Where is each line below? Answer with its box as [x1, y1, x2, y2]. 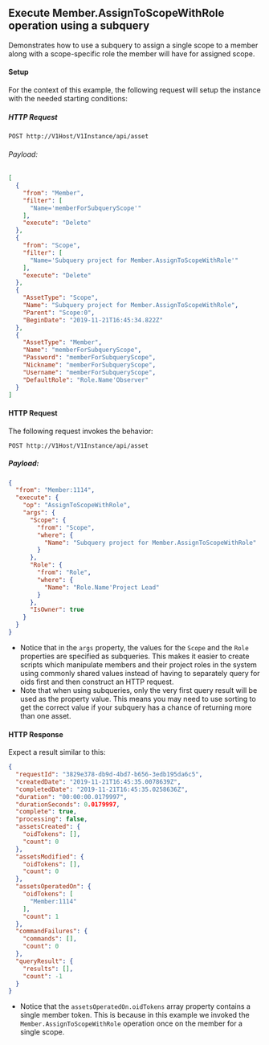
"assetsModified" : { [15, 852, 84, 861]
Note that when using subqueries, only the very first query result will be [19, 685, 258, 695]
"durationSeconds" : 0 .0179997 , [15, 800, 120, 809]
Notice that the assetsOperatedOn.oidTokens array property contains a [19, 1002, 251, 1011]
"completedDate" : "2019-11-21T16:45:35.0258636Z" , [15, 785, 189, 793]
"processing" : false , [15, 815, 88, 823]
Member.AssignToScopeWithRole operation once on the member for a [19, 1018, 243, 1028]
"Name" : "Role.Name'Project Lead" [43, 583, 160, 592]
